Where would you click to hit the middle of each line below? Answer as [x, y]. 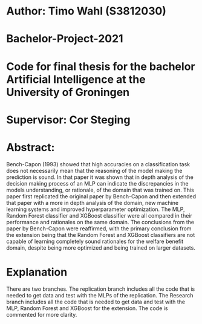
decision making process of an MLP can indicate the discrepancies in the [97, 183]
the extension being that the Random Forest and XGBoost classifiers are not [101, 235]
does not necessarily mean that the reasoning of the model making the [94, 170]
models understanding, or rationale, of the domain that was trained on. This [100, 190]
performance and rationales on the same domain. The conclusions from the [100, 222]
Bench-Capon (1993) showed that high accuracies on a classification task [98, 164]
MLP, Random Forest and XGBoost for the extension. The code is [87, 308]
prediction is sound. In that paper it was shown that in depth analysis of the [100, 177]
